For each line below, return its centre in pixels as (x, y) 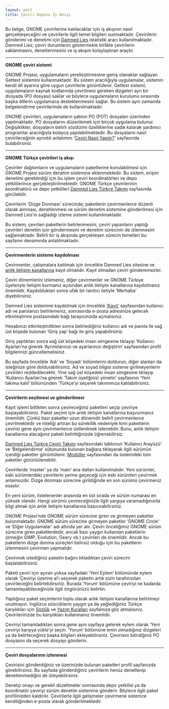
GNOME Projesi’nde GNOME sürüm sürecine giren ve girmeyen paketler (80, 516)
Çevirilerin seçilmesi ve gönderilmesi (45, 397)
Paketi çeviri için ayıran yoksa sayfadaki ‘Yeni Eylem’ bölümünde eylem (79, 573)
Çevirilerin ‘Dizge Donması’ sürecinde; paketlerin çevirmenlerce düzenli (79, 204)
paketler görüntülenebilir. (31, 460)
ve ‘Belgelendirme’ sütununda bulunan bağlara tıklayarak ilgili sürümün (78, 449)
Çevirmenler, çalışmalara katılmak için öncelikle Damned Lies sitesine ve (80, 264)
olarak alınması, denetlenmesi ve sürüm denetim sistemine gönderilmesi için (84, 209)
